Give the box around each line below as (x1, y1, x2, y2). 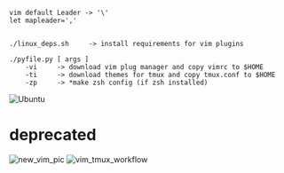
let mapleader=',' (9, 16, 77, 25)
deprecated (9, 125, 97, 145)
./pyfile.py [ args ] (9, 55, 90, 64)
